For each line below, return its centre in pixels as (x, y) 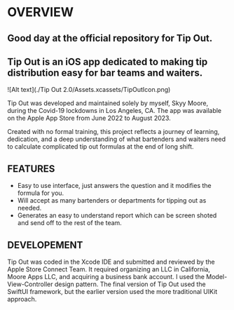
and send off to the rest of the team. (70, 223)
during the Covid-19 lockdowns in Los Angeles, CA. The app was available (115, 111)
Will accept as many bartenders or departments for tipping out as (112, 201)
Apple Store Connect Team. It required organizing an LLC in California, (109, 269)
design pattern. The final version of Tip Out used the (130, 284)
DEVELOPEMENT (45, 245)
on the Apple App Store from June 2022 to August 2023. (89, 118)
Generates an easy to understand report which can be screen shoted (117, 215)
